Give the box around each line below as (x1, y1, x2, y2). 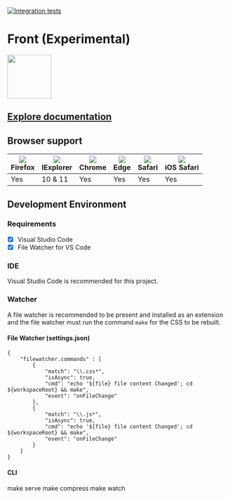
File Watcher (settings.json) (7, 334, 90, 343)
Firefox (11, 163, 35, 172)
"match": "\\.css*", (44, 368, 105, 375)
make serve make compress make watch (7, 484, 126, 492)
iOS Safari (164, 163, 199, 172)
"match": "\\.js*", (44, 411, 102, 418)
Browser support (7, 135, 83, 146)
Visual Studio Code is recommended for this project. (7, 277, 158, 285)
